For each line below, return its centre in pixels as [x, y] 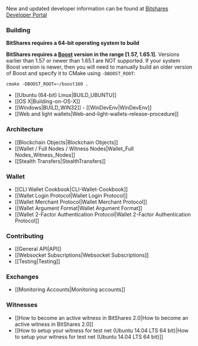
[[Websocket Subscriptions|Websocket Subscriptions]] [82, 255]
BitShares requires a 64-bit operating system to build [73, 43]
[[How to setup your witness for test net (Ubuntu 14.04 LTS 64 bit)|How [102, 330]
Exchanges [22, 277]
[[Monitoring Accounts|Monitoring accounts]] [70, 290]
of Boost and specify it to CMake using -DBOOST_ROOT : [71, 73]
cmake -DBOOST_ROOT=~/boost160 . [47, 84]
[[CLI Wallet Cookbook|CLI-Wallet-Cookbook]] [71, 189]
